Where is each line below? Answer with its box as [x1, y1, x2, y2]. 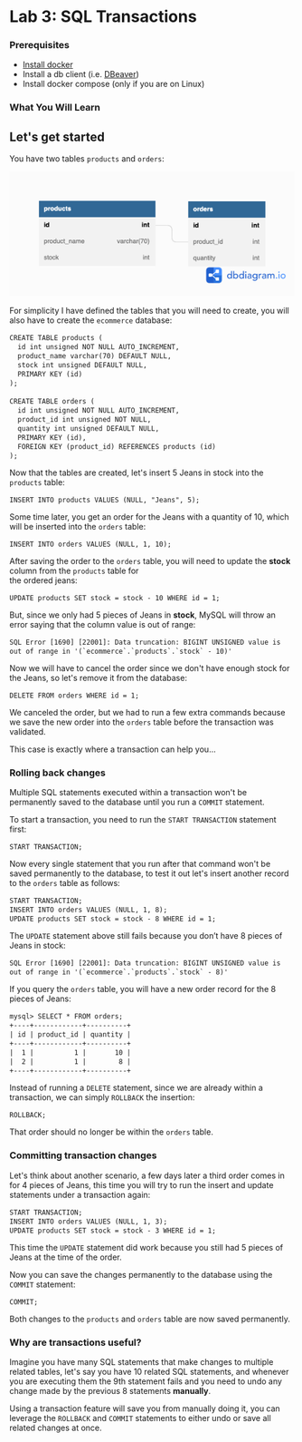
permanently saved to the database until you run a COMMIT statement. [9, 796, 265, 808]
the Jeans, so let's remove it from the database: [9, 673, 188, 684]
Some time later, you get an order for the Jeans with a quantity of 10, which [9, 512, 289, 522]
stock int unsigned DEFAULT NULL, [17, 361, 147, 370]
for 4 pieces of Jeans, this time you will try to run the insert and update [9, 1179, 274, 1190]
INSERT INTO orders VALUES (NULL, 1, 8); [9, 905, 168, 915]
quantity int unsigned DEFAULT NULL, [17, 424, 160, 434]
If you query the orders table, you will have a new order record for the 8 [9, 984, 277, 995]
